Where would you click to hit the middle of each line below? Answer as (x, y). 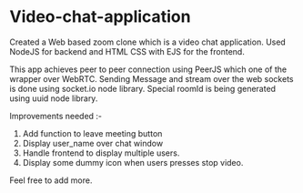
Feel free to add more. (51, 180)
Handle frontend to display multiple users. (101, 153)
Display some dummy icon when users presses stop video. (133, 162)
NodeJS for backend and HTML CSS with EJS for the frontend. (127, 51)
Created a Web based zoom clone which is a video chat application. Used (148, 42)
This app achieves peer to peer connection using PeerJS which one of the (148, 69)
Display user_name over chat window (93, 143)
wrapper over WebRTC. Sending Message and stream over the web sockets (151, 78)
